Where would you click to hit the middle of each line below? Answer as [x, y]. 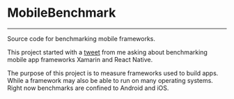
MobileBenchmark [62, 13]
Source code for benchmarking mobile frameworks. [81, 38]
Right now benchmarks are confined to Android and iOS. [88, 88]
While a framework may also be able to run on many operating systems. [110, 80]
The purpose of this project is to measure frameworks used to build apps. [113, 73]
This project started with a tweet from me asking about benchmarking [107, 52]
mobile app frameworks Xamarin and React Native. [80, 59]
